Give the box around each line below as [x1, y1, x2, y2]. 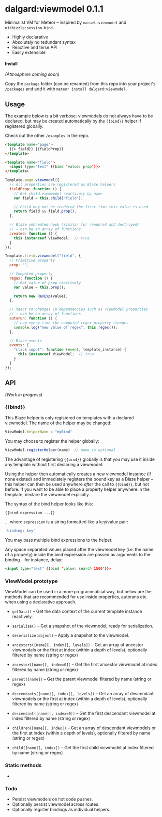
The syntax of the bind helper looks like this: [5, 501, 93, 507]
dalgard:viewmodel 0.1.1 [5, 3, 103, 15]
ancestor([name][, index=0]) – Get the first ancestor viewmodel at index [12, 662, 157, 667]
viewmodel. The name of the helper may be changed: [5, 420, 112, 426]
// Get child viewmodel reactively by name [14, 191, 103, 196]
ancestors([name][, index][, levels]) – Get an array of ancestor [12, 642, 144, 648]
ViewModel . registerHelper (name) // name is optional [5, 448, 116, 452]
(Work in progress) [5, 392, 43, 398]
